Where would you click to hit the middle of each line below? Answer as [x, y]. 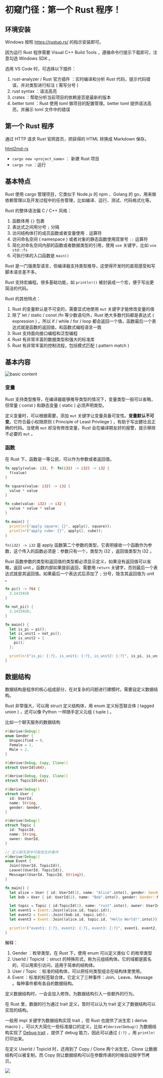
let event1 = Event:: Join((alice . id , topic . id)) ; [60, 910]
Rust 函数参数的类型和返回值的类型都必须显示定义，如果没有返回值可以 [76, 561]
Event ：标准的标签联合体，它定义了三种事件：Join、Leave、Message [82, 977]
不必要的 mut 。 [20, 434]
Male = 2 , [19, 749]
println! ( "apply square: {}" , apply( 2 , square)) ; [60, 526]
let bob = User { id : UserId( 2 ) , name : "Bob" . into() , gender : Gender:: [83, 897]
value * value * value [32, 508]
